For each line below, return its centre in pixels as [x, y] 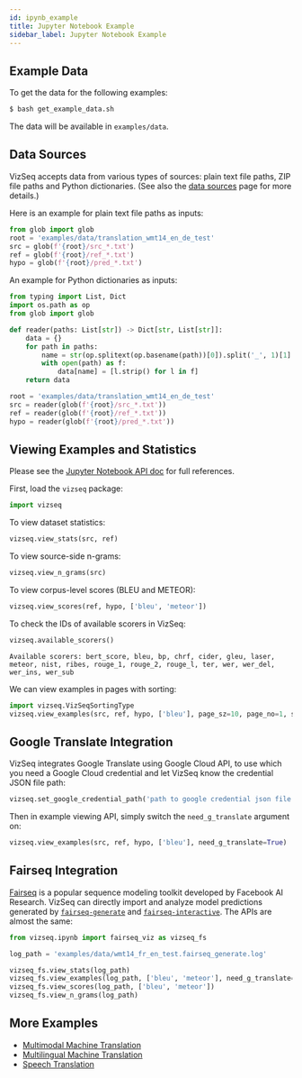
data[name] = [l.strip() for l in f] [128, 372]
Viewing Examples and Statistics [103, 449]
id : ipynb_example [44, 18]
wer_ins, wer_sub [42, 672]
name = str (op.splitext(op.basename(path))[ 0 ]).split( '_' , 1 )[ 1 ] [167, 355]
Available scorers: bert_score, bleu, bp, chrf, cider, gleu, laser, [142, 656]
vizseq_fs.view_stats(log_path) [70, 970]
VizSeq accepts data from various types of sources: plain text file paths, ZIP [150, 176]
